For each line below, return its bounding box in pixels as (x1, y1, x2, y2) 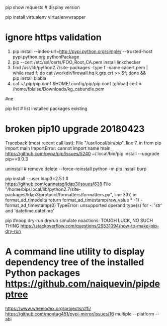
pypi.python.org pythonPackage (12, 53, 79, 60)
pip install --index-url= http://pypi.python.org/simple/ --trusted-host (12, 48, 152, 55)
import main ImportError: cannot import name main (5, 145, 111, 151)
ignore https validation (5, 32, 102, 43)
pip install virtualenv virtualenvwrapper (5, 14, 86, 20)
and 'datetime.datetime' (5, 207, 54, 213)
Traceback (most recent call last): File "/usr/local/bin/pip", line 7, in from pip (5, 140, 162, 146)
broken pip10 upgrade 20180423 (5, 123, 145, 135)
